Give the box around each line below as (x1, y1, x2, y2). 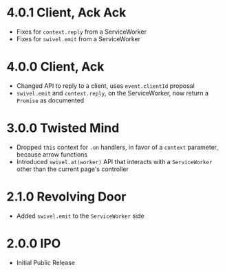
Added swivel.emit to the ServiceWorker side (16, 212, 145, 220)
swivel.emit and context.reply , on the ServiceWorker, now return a (16, 89, 209, 97)
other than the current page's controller (16, 165, 129, 173)
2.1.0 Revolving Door (6, 189, 127, 204)
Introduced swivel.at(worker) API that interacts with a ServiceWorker (16, 157, 213, 166)
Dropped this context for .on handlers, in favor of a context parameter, (16, 143, 219, 151)
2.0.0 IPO (6, 236, 61, 251)
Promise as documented (16, 96, 85, 104)
